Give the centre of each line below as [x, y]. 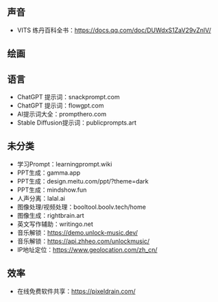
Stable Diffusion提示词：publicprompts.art [77, 123]
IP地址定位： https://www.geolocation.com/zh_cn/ [87, 249]
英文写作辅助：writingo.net [55, 224]
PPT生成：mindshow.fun [52, 190]
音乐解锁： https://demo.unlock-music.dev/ [77, 232]
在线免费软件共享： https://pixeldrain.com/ [76, 291]
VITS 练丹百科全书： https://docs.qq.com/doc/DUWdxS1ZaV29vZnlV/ [114, 30]
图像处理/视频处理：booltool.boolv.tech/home [81, 207]
